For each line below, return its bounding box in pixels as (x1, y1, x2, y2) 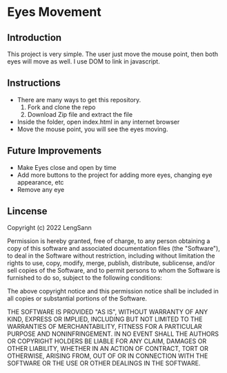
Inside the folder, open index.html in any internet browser (17, 117, 180, 126)
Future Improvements (7, 145, 102, 157)
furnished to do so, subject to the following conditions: (7, 274, 162, 282)
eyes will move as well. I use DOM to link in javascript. (7, 57, 160, 66)
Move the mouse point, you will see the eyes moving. (17, 125, 168, 133)
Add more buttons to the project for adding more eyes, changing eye (17, 171, 213, 179)
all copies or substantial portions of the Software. (7, 294, 147, 303)
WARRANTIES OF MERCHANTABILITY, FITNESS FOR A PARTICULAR (7, 323, 202, 331)
